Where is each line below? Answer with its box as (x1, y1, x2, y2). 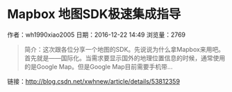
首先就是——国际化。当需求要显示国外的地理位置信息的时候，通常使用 (24, 53, 226, 62)
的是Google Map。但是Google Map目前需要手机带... (24, 62, 173, 71)
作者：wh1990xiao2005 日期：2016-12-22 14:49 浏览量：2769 (7, 30, 186, 39)
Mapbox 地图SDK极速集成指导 (7, 6, 181, 22)
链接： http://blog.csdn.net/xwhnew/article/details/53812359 (7, 77, 181, 85)
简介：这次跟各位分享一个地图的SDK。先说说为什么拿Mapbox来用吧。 (24, 45, 224, 53)
